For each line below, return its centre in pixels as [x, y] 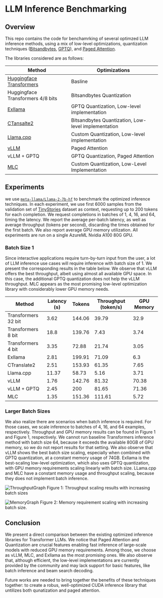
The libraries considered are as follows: [44, 58]
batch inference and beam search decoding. [49, 571]
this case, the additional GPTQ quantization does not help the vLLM [72, 279]
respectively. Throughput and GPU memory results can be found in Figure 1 [81, 432]
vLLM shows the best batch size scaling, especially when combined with [78, 453]
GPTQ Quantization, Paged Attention [113, 156]
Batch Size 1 [19, 248]
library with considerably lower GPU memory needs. [57, 289]
